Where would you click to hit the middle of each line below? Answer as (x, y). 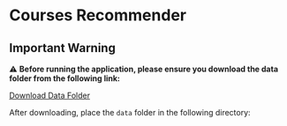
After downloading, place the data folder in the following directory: (130, 112)
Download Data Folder (50, 95)
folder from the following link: (65, 78)
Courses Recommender (98, 15)
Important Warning (63, 48)
